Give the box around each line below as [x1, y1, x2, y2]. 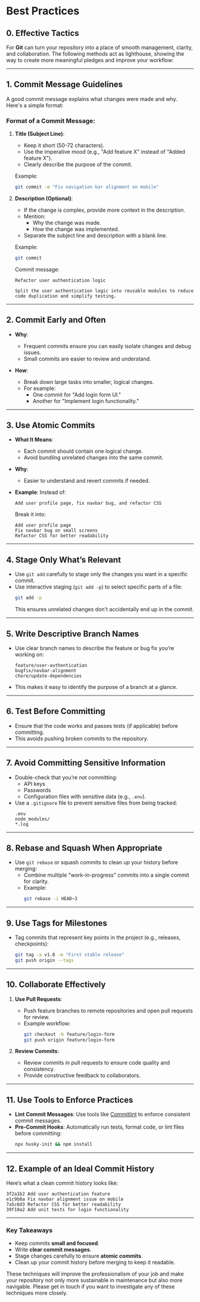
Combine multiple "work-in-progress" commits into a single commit [23, 871, 189, 879]
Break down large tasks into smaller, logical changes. [23, 378, 154, 385]
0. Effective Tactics [6, 28, 79, 38]
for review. [23, 1013, 50, 1020]
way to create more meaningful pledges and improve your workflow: [6, 57, 174, 63]
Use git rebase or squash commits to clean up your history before [14, 859, 179, 866]
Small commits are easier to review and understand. [23, 355, 152, 362]
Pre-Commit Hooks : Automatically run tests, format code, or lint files [14, 1123, 185, 1131]
